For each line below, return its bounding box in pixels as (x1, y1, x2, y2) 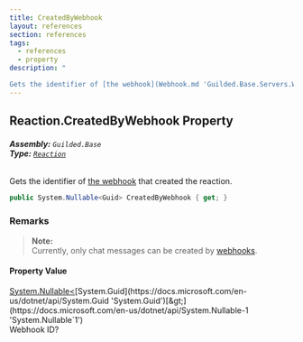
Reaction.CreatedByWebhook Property (9, 114, 234, 129)
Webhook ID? (9, 324, 60, 335)
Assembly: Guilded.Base (9, 138, 102, 149)
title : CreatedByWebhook (9, 13, 103, 23)
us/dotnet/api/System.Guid (9, 295, 110, 306)
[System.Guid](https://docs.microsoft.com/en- (75, 285, 248, 296)
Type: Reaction (9, 148, 66, 159)
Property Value (9, 265, 68, 276)
